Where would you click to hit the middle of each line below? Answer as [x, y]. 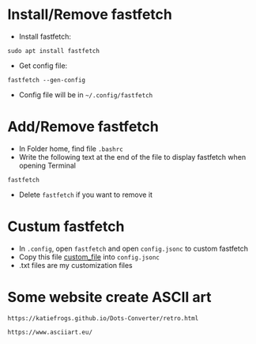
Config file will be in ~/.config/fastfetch [86, 95]
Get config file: [43, 66]
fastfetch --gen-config [47, 80]
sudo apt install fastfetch [54, 51]
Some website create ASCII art [109, 297]
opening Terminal [47, 165]
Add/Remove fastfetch [83, 127]
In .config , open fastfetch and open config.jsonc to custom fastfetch [133, 248]
